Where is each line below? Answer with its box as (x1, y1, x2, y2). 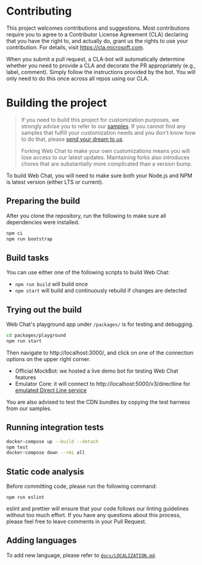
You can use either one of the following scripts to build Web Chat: (6, 269, 170, 276)
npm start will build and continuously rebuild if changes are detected (15, 287, 187, 294)
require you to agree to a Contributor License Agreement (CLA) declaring (6, 30, 189, 38)
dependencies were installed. (6, 218, 80, 226)
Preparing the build (6, 196, 80, 206)
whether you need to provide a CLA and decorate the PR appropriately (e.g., (6, 62, 197, 69)
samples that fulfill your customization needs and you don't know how (21, 129, 196, 136)
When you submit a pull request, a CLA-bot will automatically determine (6, 55, 185, 63)
